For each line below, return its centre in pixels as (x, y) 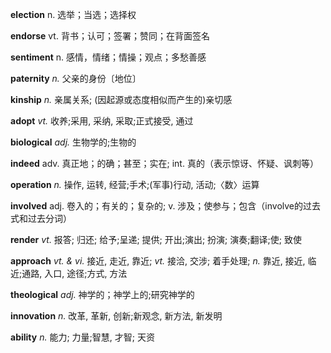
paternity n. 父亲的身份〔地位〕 (76, 78)
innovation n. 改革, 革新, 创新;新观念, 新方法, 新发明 (116, 316)
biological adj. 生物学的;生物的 (73, 142)
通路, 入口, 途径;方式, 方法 (74, 273)
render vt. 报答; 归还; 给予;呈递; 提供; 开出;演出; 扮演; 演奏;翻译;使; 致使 (156, 239)
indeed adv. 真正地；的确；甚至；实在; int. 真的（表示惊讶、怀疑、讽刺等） (164, 163)
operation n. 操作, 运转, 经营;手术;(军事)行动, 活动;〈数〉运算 (135, 184)
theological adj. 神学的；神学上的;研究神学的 (102, 294)
